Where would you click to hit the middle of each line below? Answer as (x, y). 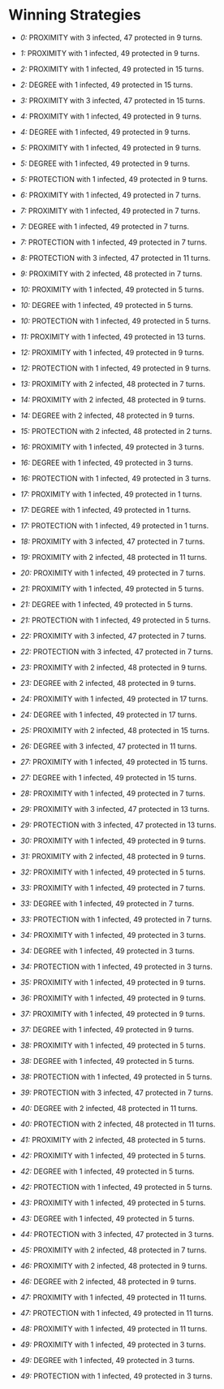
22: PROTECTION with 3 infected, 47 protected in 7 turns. (116, 651)
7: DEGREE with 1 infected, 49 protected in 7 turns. (104, 226)
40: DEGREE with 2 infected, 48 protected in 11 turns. (109, 1108)
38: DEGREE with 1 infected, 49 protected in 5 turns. (107, 1061)
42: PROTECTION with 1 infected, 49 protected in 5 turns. (116, 1187)
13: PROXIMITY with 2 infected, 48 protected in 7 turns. (112, 384)
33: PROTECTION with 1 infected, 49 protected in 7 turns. (116, 919)
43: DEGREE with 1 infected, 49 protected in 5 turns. (107, 1218)
